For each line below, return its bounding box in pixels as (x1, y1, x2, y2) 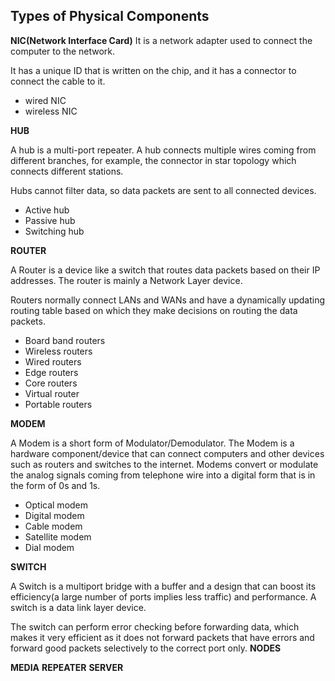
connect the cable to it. (10, 75, 106, 87)
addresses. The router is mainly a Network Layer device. (10, 274, 243, 286)
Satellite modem (24, 530, 92, 543)
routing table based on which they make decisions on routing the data (10, 304, 298, 316)
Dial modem (24, 541, 75, 553)
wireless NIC (24, 105, 78, 117)
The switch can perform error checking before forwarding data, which (10, 620, 300, 633)
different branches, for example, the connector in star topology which (10, 154, 297, 166)
